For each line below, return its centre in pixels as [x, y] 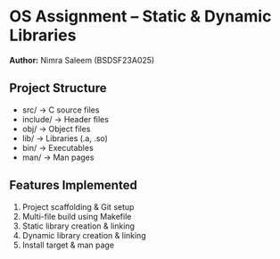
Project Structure [58, 88]
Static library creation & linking [78, 226]
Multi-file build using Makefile [77, 216]
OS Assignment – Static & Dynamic [140, 17]
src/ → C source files [61, 110]
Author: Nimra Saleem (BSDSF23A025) [82, 60]
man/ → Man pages [58, 157]
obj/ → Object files [56, 129]
